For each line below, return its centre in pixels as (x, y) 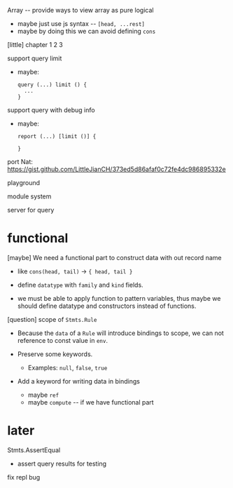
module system (29, 196)
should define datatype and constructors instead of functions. (107, 306)
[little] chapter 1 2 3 (35, 45)
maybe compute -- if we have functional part (91, 402)
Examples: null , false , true (68, 367)
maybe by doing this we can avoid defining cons (86, 31)
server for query (31, 210)
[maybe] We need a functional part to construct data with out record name (114, 257)
